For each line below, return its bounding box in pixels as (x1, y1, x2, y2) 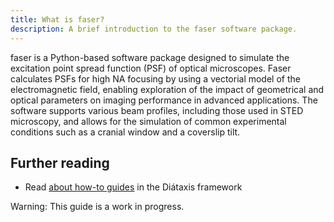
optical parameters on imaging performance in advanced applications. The (10, 94, 318, 106)
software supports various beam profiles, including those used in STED (10, 104, 304, 116)
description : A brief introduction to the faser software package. (10, 24, 298, 34)
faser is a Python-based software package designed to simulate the (10, 51, 290, 63)
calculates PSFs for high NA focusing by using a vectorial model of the (10, 72, 301, 85)
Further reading (10, 154, 110, 171)
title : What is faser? (10, 14, 105, 25)
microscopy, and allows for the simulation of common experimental (10, 115, 287, 127)
